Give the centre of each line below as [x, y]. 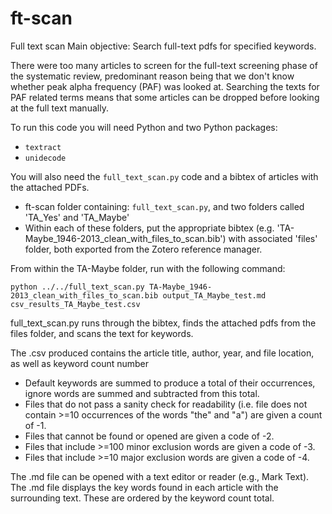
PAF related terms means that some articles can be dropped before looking [165, 97]
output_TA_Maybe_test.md [214, 295]
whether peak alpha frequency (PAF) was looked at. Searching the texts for [165, 86]
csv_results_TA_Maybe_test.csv [75, 304]
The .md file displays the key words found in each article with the [144, 487]
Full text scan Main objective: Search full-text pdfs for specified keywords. [163, 46]
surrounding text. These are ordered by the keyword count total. [142, 498]
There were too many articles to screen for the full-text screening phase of [164, 65]
